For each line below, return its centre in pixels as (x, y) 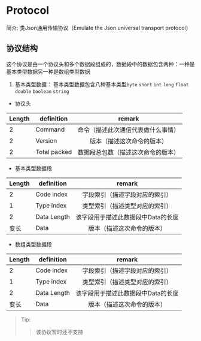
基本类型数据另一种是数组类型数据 (48, 71)
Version (46, 140)
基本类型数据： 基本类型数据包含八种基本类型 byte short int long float (102, 84)
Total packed (54, 152)
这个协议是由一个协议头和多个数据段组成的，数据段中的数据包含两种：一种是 (100, 64)
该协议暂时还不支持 (60, 332)
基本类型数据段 (33, 168)
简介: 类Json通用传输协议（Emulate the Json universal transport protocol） (99, 28)
